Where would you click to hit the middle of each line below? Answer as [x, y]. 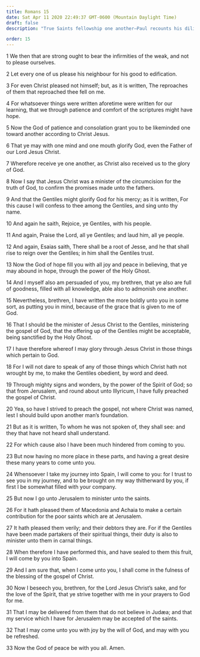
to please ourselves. [31, 63]
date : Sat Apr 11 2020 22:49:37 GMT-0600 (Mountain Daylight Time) [92, 17]
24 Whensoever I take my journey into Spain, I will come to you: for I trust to [99, 474]
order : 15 [18, 39]
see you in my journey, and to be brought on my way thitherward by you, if [97, 480]
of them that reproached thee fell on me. [56, 92]
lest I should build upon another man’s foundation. [68, 415]
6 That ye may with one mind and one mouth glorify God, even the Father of [99, 146]
